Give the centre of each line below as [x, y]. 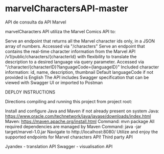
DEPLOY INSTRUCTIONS [30, 92]
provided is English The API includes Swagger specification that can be [77, 77]
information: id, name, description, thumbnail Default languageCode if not [79, 72]
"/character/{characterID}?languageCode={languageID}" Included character [82, 67]
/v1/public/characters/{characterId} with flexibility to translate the [71, 56]
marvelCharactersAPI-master [67, 9]
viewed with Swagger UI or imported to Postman [54, 82]
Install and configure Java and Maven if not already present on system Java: [82, 111]
